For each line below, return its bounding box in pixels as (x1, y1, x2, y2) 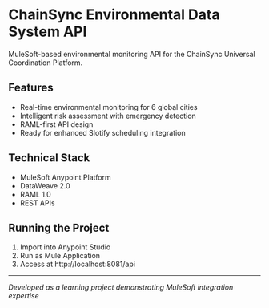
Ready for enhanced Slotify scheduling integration (19, 128, 186, 137)
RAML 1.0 (19, 189, 52, 199)
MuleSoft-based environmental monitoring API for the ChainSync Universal (8, 49, 255, 59)
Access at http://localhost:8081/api (19, 259, 136, 269)
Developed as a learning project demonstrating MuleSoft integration (8, 282, 234, 292)
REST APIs (19, 198, 55, 208)
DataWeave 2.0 (19, 180, 70, 190)
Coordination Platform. (8, 58, 83, 67)
